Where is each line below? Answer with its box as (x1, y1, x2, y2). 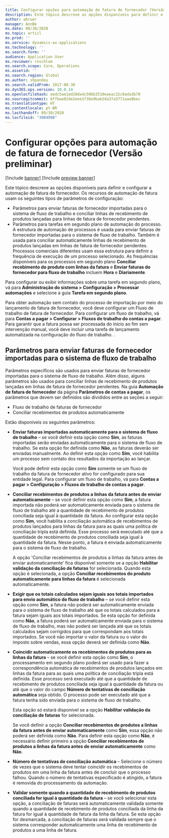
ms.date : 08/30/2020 (5, 26, 49, 31)
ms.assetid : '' (5, 68, 37, 74)
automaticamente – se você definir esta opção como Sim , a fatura (12, 497, 151, 503)
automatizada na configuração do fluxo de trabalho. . (5, 331, 116, 337)
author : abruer (5, 17, 37, 22)
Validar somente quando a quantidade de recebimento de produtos (12, 789, 156, 796)
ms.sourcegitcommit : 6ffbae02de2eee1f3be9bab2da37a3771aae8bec (5, 96, 141, 101)
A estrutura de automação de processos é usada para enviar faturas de (12, 226, 161, 232)
